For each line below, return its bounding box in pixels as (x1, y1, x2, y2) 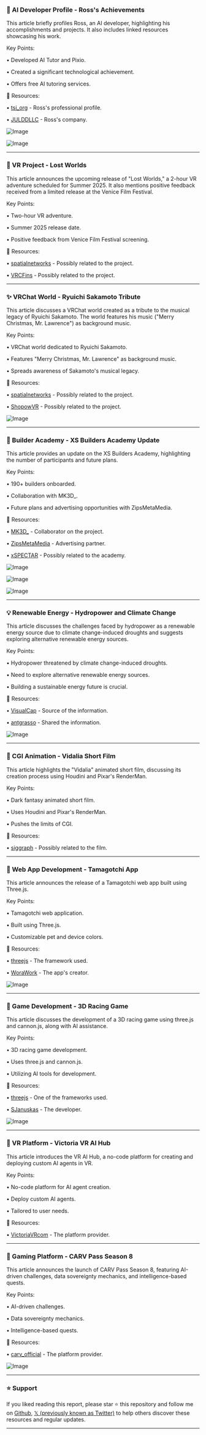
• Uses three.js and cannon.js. (6, 1058, 83, 1065)
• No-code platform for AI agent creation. (6, 1183, 112, 1190)
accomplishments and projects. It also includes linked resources (6, 26, 169, 33)
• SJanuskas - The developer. (6, 1106, 82, 1113)
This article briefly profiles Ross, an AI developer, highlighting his (6, 20, 170, 27)
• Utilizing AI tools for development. (6, 1070, 97, 1078)
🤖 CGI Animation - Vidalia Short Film (6, 752, 116, 761)
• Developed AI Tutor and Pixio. (6, 57, 86, 64)
